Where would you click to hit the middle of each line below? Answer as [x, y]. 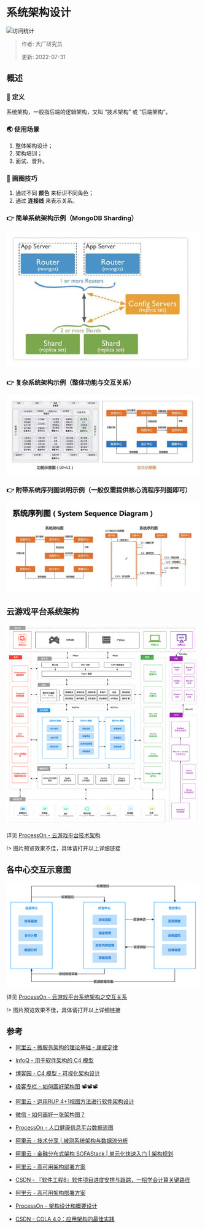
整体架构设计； [34, 146]
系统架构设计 [39, 13]
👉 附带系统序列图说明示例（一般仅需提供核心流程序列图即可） [99, 490]
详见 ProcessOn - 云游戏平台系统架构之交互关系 [67, 997]
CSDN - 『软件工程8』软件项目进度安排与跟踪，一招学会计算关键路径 [102, 1180]
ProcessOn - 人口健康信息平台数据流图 [64, 1128]
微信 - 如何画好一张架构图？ [50, 1115]
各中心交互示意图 [39, 869]
